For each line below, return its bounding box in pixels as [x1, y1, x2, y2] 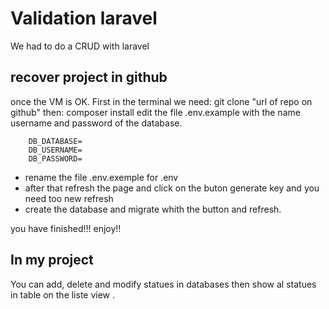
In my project [10, 252, 94, 269]
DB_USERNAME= [28, 145, 83, 155]
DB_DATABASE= [28, 136, 83, 146]
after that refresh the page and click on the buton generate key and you [24, 182, 320, 194]
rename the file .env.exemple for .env [24, 171, 179, 183]
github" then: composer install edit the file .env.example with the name [10, 106, 301, 118]
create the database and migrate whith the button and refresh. [24, 203, 282, 215]
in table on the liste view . [10, 288, 116, 301]
